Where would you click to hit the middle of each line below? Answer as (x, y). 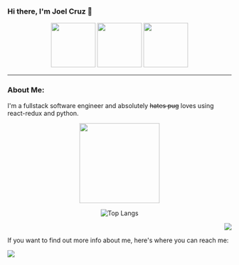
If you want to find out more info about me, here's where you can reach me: (118, 240)
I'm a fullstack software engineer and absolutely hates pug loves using (111, 105)
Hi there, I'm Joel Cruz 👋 (50, 11)
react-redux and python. (43, 113)
